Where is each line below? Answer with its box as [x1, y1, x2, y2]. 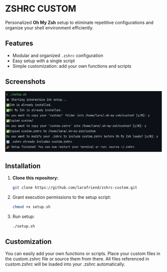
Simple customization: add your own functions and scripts [12, 63, 132, 69]
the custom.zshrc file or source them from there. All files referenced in [5, 256, 149, 262]
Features [5, 39, 33, 48]
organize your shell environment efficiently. [5, 24, 94, 30]
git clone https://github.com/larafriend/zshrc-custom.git [12, 185, 138, 190]
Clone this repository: [12, 175, 59, 181]
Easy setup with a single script [12, 58, 76, 64]
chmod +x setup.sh [12, 204, 51, 209]
